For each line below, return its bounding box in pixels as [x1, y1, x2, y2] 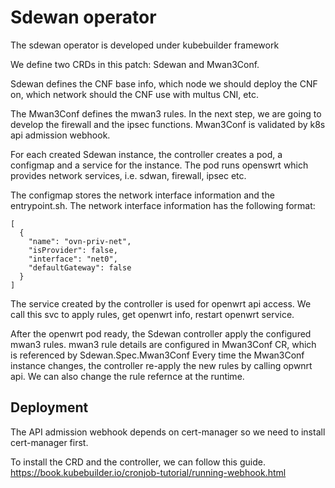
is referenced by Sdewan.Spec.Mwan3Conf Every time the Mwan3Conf [10, 349, 305, 361]
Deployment [10, 399, 89, 416]
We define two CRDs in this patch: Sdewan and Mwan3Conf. [10, 58, 260, 70]
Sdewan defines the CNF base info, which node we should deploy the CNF [10, 77, 318, 90]
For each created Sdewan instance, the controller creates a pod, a [10, 148, 283, 160]
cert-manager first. [10, 436, 89, 448]
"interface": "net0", [28, 254, 118, 264]
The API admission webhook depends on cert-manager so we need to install [10, 426, 326, 438]
